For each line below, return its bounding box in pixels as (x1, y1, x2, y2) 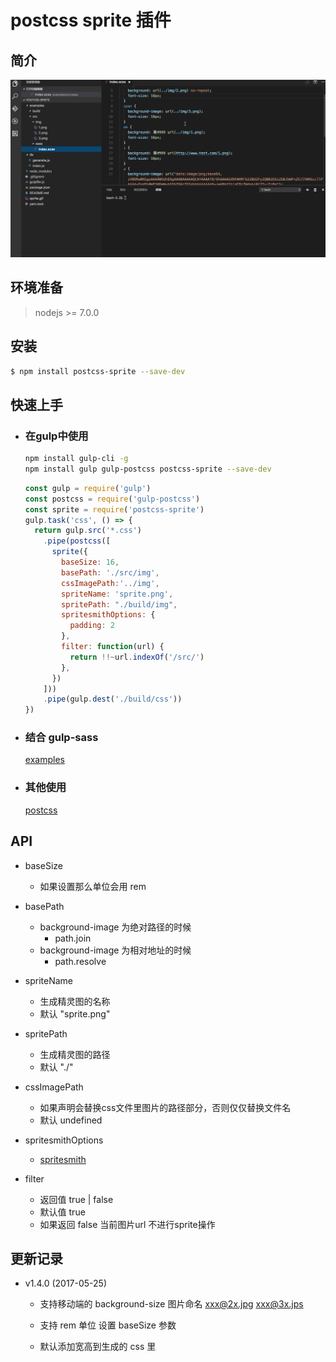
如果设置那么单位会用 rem (39, 880, 147, 892)
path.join (54, 932, 92, 944)
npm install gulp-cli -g (24, 454, 129, 464)
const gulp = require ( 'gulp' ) (24, 483, 152, 493)
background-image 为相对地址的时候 (39, 944, 192, 956)
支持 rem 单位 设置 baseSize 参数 (39, 1319, 177, 1331)
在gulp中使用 (24, 429, 89, 443)
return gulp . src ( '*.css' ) (34, 526, 142, 536)
